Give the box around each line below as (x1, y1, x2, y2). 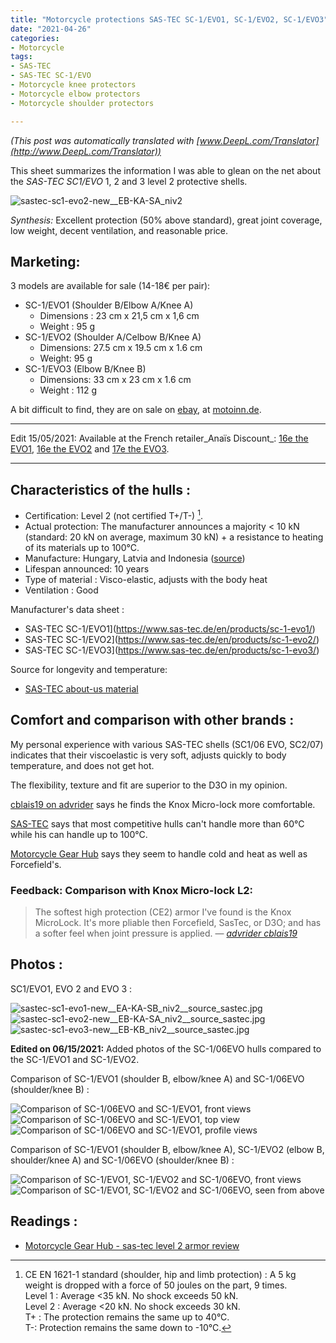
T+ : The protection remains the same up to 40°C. (24, 1311, 230, 1323)
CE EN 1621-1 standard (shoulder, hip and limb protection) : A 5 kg (24, 1268, 297, 1280)
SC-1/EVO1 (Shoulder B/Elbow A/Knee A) (24, 299, 194, 311)
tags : (10, 52, 33, 62)
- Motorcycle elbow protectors (10, 89, 141, 99)
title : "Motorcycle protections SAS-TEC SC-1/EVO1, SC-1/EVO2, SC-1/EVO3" (10, 14, 329, 25)
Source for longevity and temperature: (10, 663, 168, 675)
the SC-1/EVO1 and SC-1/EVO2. (10, 1053, 140, 1065)
